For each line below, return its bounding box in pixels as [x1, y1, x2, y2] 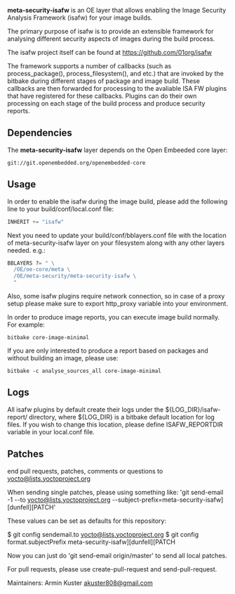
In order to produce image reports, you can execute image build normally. [7, 313, 220, 321]
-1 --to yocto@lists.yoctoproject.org [7, 495, 111, 504]
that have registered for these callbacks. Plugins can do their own [7, 91, 197, 100]
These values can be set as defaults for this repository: [7, 517, 167, 525]
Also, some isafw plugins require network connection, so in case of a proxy [7, 292, 225, 300]
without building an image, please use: [7, 354, 119, 362]
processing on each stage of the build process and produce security [7, 99, 206, 108]
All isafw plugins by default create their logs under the [7, 405, 164, 414]
